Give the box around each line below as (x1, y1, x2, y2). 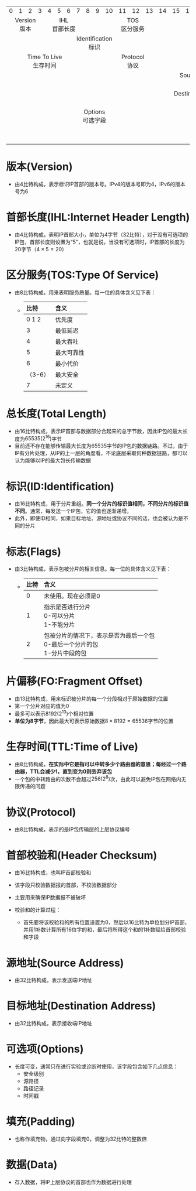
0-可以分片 (43, 612, 75, 620)
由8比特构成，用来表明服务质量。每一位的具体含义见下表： (14, 289, 156, 296)
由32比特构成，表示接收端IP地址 (14, 1020, 92, 1027)
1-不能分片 (43, 621, 75, 629)
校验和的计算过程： (14, 906, 61, 913)
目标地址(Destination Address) (6, 1000, 156, 1012)
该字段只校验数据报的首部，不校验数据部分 (14, 881, 117, 889)
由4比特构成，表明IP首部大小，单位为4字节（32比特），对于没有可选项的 (14, 231, 188, 238)
